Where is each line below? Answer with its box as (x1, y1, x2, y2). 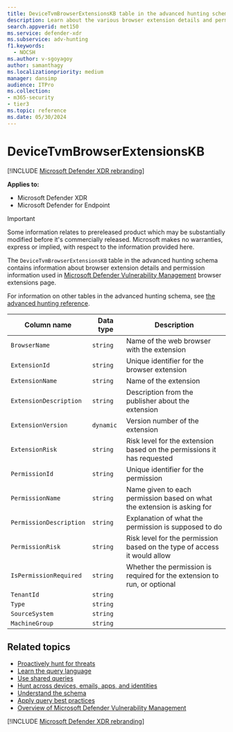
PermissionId (10, 470, 54, 478)
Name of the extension (126, 376, 200, 386)
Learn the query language (17, 667, 92, 675)
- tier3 (7, 101, 30, 108)
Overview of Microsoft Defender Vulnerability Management (17, 703, 187, 713)
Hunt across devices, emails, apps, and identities (17, 682, 157, 690)
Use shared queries (17, 674, 74, 683)
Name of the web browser (126, 336, 212, 345)
